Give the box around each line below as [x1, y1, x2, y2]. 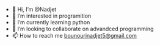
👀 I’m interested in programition [12, 12, 92, 19]
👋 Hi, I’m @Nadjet [12, 6, 57, 13]
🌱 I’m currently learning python [12, 19, 90, 26]
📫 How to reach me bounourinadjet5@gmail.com [12, 32, 137, 39]
